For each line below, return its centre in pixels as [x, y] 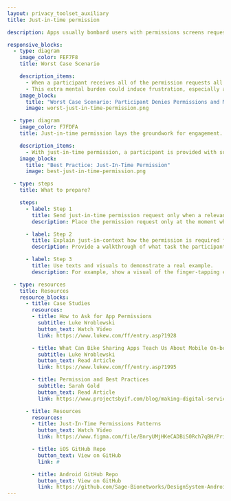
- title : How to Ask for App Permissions [92, 317]
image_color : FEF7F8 [49, 58]
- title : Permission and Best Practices [90, 380]
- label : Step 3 [48, 259]
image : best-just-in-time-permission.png [86, 171]
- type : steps [33, 184]
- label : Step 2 [48, 234]
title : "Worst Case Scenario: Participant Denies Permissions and [122, 102]
